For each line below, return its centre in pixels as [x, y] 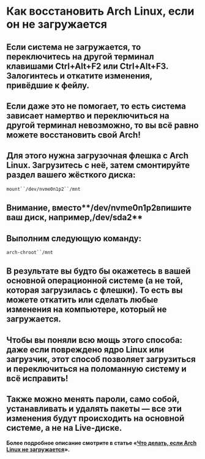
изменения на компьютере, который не [87, 310]
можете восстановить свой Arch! [73, 135]
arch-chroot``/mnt [30, 252]
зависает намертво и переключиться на [88, 116]
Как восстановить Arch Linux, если [100, 11]
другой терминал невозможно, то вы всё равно [102, 125]
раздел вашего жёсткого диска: [71, 175]
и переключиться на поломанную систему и [96, 368]
